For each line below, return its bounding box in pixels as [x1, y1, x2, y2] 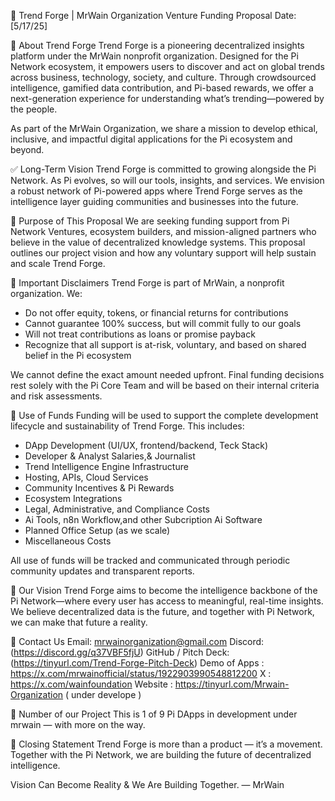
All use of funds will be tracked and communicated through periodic [10, 555, 291, 566]
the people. [10, 103, 58, 115]
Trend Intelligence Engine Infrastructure [24, 461, 189, 472]
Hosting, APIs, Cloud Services [24, 471, 149, 483]
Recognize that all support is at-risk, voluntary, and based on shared [24, 339, 307, 350]
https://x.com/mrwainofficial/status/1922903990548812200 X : [10, 668, 272, 679]
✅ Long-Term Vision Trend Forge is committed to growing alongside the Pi [10, 163, 317, 175]
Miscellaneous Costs [24, 535, 112, 547]
